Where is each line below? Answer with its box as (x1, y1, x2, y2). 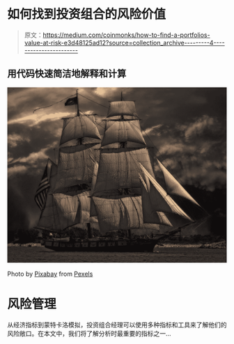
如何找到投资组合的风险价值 (7, 6, 166, 22)
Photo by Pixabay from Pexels (7, 269, 93, 278)
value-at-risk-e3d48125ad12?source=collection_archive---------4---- (24, 38, 225, 47)
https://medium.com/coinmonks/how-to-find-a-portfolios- (42, 31, 210, 39)
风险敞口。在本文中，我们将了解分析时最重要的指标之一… (7, 329, 172, 338)
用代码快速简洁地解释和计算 (7, 68, 127, 80)
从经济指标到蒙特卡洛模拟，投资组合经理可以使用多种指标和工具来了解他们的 (7, 320, 227, 329)
